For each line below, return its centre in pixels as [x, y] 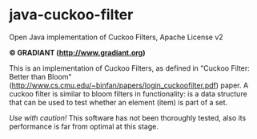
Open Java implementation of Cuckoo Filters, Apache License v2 [116, 37]
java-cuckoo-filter [71, 15]
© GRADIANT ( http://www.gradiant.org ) [77, 52]
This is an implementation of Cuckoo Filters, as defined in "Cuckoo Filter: [130, 68]
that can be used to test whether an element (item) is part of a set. [118, 102]
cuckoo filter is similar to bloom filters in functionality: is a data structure [128, 93]
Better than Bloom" [40, 76]
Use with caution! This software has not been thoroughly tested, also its [128, 117]
